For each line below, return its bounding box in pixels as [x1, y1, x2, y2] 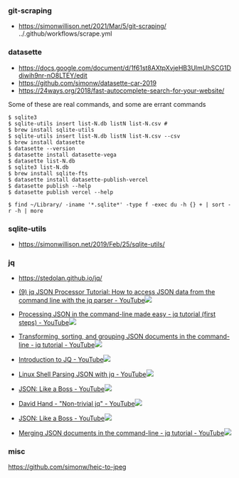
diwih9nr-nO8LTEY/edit [18, 71, 87, 80]
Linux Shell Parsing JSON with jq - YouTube [18, 370, 147, 379]
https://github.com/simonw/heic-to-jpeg [8, 462, 127, 472]
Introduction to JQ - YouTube [18, 355, 104, 364]
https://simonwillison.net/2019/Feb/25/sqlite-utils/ [18, 239, 166, 248]
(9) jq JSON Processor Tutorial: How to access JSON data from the [18, 288, 216, 296]
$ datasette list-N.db [8, 157, 75, 165]
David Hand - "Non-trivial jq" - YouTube [18, 400, 135, 408]
